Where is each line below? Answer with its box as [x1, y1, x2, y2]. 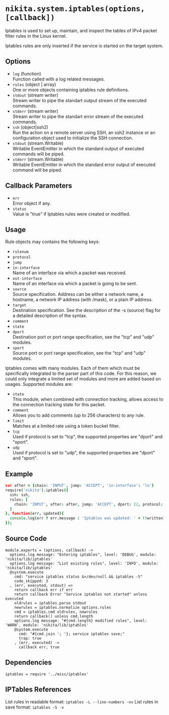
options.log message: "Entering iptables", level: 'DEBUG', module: [10, 552, 156, 557]
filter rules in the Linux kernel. [5, 33, 67, 39]
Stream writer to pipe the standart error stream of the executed [12, 113, 143, 119]
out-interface [12, 276, 42, 281]
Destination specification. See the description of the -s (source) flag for [12, 307, 161, 313]
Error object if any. [12, 200, 51, 206]
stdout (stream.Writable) [12, 140, 64, 146]
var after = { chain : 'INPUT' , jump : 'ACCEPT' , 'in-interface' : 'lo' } [5, 483, 154, 488]
